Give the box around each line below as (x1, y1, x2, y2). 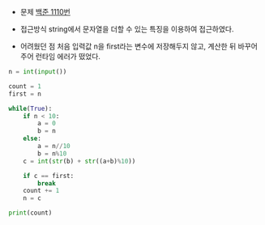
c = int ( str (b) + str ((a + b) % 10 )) (23, 157, 136, 165)
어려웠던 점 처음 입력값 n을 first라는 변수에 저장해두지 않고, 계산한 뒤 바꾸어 (19, 41, 258, 51)
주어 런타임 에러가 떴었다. (19, 52, 101, 61)
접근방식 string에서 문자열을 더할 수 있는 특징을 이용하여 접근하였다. (19, 24, 234, 34)
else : (23, 134, 42, 143)
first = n (8, 90, 42, 98)
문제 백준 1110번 (19, 7, 71, 16)
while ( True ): (8, 104, 53, 112)
